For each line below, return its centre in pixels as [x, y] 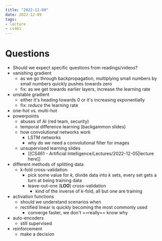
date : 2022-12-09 [24, 15]
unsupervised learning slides [50, 148]
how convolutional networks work [55, 132]
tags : [11, 19]
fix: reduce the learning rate [49, 105]
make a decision [37, 234]
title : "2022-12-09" [27, 10]
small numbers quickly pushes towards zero [66, 84]
